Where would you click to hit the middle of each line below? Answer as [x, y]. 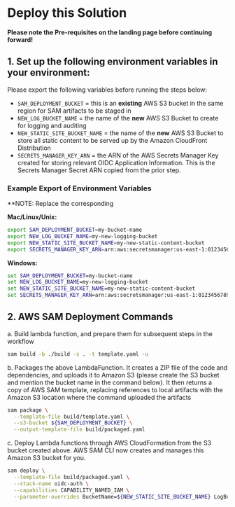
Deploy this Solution [67, 13]
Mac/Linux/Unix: [32, 217]
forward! [20, 39]
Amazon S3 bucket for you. [47, 458]
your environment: [49, 72]
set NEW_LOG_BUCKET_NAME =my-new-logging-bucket [78, 282]
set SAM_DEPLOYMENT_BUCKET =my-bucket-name [70, 276]
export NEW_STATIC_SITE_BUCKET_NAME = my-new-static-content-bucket [106, 243]
